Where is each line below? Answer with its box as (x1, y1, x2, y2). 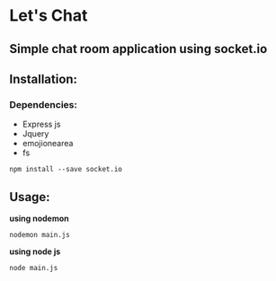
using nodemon (9, 213, 69, 224)
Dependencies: (9, 98, 78, 110)
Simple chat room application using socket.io (9, 41, 268, 57)
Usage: (9, 189, 51, 205)
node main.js (9, 264, 58, 273)
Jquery (22, 128, 49, 139)
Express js (22, 119, 61, 130)
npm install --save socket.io (9, 165, 123, 174)
